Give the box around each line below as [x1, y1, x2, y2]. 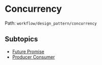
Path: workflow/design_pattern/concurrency [5, 20, 97, 26]
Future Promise [12, 48, 44, 54]
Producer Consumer [12, 54, 55, 60]
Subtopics [5, 35, 38, 44]
